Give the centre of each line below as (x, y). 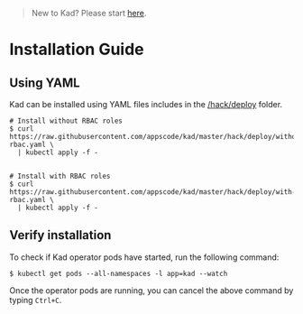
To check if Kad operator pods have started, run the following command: (144, 257)
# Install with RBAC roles (60, 176)
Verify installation (60, 235)
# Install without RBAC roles (66, 121)
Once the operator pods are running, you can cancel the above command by (151, 290)
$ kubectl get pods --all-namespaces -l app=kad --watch (119, 273)
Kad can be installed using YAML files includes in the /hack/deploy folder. (146, 104)
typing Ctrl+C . (36, 300)
